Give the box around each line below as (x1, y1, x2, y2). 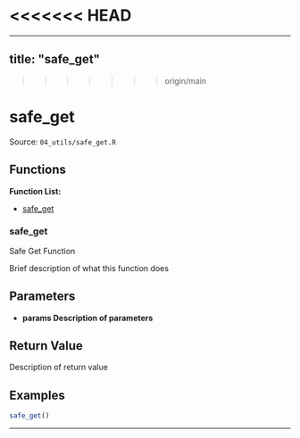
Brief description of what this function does (9, 262, 170, 273)
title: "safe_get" (9, 52, 101, 67)
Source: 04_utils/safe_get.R (9, 136, 116, 147)
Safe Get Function (9, 245, 76, 256)
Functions (9, 162, 67, 178)
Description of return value (9, 362, 109, 373)
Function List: (9, 186, 62, 196)
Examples (9, 387, 65, 402)
